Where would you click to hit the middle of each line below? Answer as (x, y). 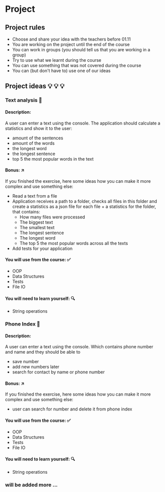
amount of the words (33, 143)
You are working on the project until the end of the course (71, 44)
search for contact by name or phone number (58, 372)
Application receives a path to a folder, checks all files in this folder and (85, 201)
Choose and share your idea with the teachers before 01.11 (71, 39)
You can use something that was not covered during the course (77, 65)
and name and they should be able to (43, 352)
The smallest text (37, 227)
